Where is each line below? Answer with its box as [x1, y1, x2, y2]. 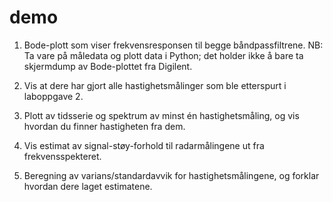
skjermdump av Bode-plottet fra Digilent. [23, 60, 193, 72]
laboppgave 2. [23, 90, 84, 102]
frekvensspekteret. [23, 150, 102, 162]
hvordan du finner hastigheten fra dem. [23, 120, 186, 132]
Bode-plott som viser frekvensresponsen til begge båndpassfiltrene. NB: [23, 39, 324, 51]
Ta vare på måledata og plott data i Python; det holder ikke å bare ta [23, 49, 304, 61]
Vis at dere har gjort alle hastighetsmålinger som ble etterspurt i [23, 79, 287, 91]
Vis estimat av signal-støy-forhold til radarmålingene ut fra [23, 139, 265, 151]
